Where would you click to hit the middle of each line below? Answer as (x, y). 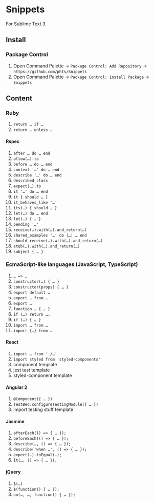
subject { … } (28, 252)
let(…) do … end (30, 213)
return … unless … (33, 130)
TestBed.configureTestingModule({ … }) (56, 405)
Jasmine (15, 421)
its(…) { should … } (35, 208)
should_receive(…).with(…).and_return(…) (58, 241)
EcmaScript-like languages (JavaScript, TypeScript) (72, 264)
